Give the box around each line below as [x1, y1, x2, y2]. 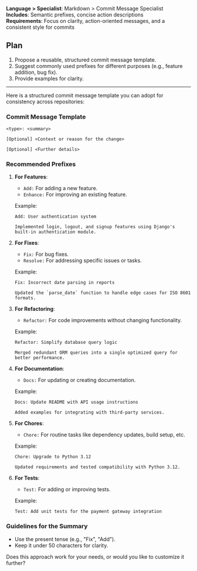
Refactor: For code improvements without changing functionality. [23, 317, 182, 324]
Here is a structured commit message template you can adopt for [6, 92, 164, 99]
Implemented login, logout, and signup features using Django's [14, 224, 175, 230]
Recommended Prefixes [6, 160, 76, 168]
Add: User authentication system [14, 214, 97, 219]
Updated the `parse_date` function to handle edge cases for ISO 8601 [14, 290, 191, 296]
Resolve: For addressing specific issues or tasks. [23, 257, 142, 264]
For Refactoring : [14, 305, 55, 313]
